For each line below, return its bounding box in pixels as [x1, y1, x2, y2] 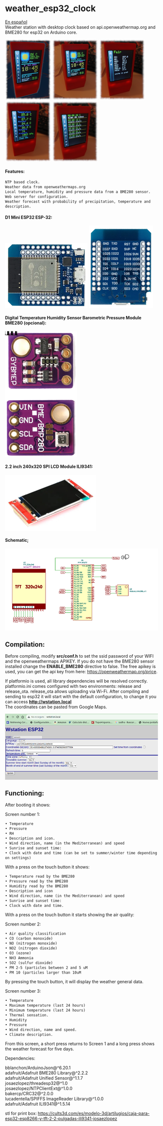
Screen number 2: [5, 921, 41, 927]
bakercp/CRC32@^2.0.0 [5, 1091, 53, 1097]
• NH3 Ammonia [5, 956, 34, 960]
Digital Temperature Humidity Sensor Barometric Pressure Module [5, 314, 142, 320]
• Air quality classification [5, 931, 66, 936]
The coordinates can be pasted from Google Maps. [5, 704, 107, 710]
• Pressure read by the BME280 [5, 879, 68, 884]
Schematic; [5, 537, 29, 543]
